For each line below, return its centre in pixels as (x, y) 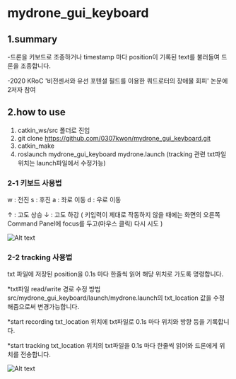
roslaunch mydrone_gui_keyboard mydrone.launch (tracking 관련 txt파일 (122, 154)
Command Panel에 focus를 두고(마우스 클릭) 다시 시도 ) (85, 223)
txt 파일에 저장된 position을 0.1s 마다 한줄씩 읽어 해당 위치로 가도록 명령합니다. (116, 274)
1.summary (33, 39)
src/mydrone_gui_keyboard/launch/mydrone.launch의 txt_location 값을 (110, 298)
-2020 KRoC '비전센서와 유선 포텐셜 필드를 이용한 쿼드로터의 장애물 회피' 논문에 (118, 81)
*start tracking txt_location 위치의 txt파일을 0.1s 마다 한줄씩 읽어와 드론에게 (112, 346)
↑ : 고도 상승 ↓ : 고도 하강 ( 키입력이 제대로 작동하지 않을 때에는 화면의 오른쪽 (114, 215)
